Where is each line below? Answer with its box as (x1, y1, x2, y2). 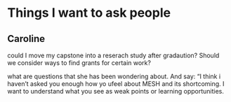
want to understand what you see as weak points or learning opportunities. (7, 87, 225, 95)
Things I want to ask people (7, 5, 171, 21)
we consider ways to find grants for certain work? (7, 59, 151, 67)
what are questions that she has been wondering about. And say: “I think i (7, 72, 221, 80)
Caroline (7, 33, 46, 45)
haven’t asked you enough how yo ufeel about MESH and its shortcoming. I (7, 80, 225, 88)
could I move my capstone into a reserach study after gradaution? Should (7, 51, 220, 59)
